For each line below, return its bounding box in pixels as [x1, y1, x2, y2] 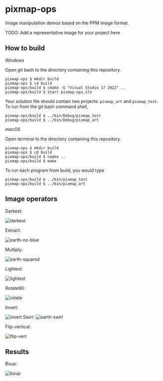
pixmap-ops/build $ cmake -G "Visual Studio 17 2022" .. [5, 85, 126, 90]
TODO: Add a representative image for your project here [5, 29, 120, 35]
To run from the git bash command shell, [5, 103, 88, 109]
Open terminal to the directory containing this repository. [5, 136, 122, 142]
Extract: [5, 227, 21, 233]
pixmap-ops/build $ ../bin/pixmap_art [5, 181, 85, 186]
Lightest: [5, 266, 23, 272]
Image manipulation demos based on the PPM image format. [5, 20, 129, 26]
